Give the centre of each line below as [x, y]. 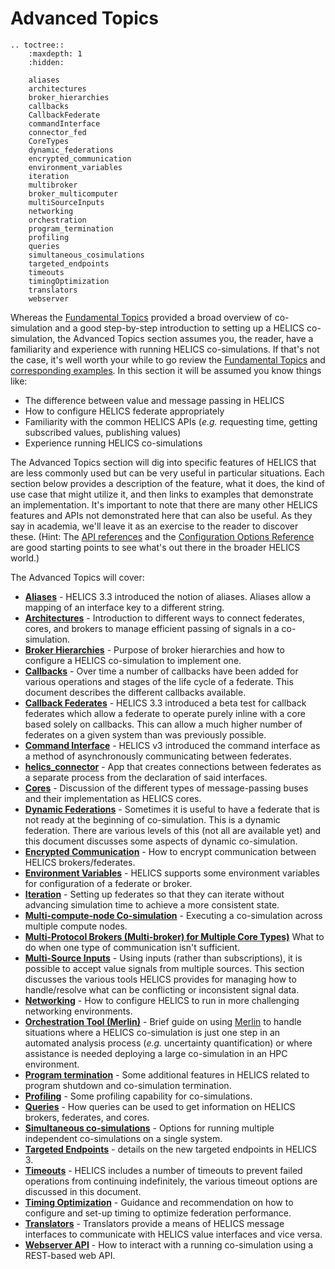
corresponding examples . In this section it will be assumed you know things [166, 370]
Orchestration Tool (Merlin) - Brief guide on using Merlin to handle [163, 1021]
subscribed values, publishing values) [103, 432]
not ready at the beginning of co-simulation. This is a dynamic [152, 819]
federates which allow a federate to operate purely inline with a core [165, 713]
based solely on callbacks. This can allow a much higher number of [163, 724]
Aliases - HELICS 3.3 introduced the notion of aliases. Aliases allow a [168, 596]
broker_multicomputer [73, 193]
